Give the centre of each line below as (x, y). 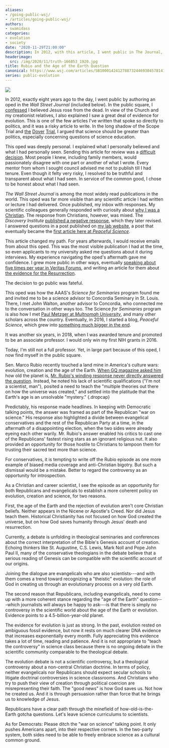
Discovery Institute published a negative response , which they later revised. (84, 220)
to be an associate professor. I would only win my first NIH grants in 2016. (81, 340)
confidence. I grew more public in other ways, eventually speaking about (80, 262)
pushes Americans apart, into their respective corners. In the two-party (79, 729)
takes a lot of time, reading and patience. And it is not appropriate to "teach (83, 641)
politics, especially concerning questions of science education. (70, 137)
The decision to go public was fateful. (44, 283)
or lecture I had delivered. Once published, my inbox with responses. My (80, 204)
